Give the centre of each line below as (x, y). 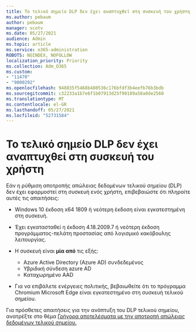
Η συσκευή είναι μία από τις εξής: (56, 251)
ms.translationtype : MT (35, 99)
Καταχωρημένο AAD (48, 275)
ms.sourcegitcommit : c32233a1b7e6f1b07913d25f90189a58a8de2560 (85, 93)
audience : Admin (26, 39)
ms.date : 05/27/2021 (31, 33)
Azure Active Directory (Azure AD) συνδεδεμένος (83, 263)
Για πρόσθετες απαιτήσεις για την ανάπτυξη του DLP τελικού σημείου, (93, 310)
